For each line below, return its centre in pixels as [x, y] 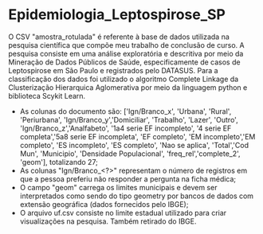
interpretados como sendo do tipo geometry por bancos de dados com [136, 196]
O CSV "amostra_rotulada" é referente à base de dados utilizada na [119, 37]
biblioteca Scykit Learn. [47, 96]
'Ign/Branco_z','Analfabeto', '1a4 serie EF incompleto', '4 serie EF [126, 128]
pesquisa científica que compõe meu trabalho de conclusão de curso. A [126, 45]
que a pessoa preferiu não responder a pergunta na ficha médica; [128, 179]
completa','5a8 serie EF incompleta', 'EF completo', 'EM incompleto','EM [137, 136]
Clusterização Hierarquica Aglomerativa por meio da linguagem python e [128, 87]
